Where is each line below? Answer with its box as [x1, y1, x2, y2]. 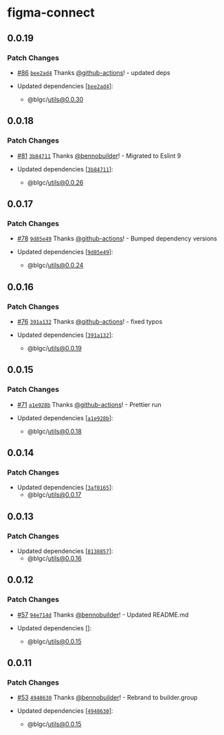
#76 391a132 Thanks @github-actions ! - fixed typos [16, 317, 163, 325]
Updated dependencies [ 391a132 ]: [16, 331, 113, 339]
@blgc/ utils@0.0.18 [27, 427, 82, 435]
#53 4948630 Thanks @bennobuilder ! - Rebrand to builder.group [16, 694, 198, 702]
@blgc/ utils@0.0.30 [27, 95, 84, 103]
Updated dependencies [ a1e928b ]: [16, 413, 113, 422]
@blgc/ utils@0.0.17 [27, 490, 82, 499]
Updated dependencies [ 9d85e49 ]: [16, 248, 113, 256]
